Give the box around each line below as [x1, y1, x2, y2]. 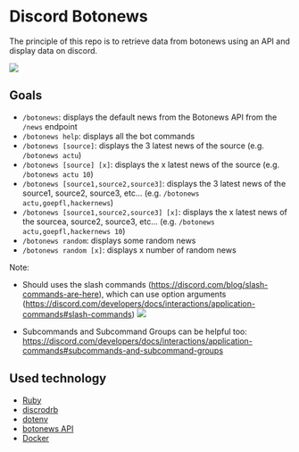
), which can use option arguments [98, 289, 227, 299]
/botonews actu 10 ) [21, 168, 94, 180]
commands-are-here [21, 289, 100, 299]
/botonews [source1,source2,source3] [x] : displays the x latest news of [21, 206, 287, 217]
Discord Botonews [9, 6, 149, 27]
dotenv [21, 414, 49, 424]
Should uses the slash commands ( [21, 279, 152, 289]
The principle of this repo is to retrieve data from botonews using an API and [9, 36, 290, 46]
